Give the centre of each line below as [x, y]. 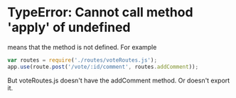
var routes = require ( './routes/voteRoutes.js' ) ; [82, 60]
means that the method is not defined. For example [82, 47]
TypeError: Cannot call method [100, 12]
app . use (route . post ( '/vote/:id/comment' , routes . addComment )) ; [103, 67]
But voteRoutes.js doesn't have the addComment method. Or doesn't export [119, 80]
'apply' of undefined [69, 27]
